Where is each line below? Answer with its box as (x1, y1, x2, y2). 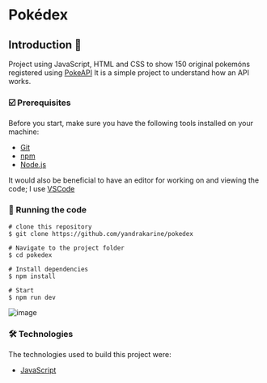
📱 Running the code (8, 204, 87, 216)
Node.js (19, 160, 47, 170)
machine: (8, 127, 40, 137)
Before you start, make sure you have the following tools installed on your (8, 119, 253, 128)
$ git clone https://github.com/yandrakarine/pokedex (8, 229, 194, 238)
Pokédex (8, 6, 69, 24)
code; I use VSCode (8, 184, 75, 194)
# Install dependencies (8, 265, 89, 273)
